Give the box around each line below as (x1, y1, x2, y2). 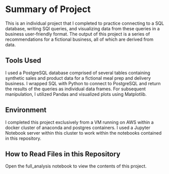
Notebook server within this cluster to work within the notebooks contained (5, 130, 162, 136)
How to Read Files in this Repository (5, 150, 121, 158)
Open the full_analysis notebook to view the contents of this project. (5, 163, 147, 169)
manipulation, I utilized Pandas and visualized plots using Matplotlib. (5, 91, 147, 97)
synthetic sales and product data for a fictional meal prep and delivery (5, 75, 151, 81)
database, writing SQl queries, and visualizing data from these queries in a (5, 25, 160, 31)
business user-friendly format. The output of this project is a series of (5, 31, 150, 37)
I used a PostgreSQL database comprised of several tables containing (5, 70, 150, 76)
